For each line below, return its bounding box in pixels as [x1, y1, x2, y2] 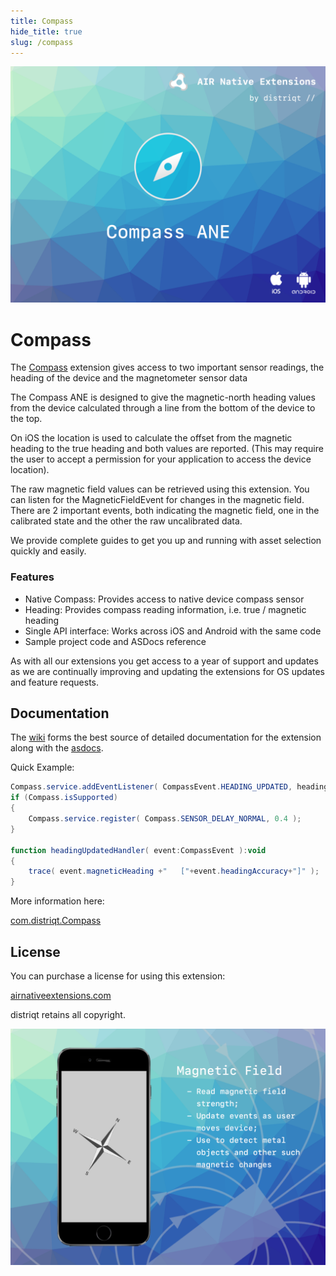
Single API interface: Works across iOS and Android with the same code [24, 625, 322, 637]
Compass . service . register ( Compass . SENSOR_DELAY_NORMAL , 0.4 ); [28, 814, 302, 824]
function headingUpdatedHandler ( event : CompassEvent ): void [10, 845, 267, 855]
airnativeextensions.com [10, 989, 112, 1001]
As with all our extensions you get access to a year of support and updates [10, 655, 319, 667]
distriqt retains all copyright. [10, 1008, 126, 1020]
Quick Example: [10, 761, 75, 774]
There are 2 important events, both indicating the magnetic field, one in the [10, 505, 320, 517]
